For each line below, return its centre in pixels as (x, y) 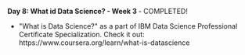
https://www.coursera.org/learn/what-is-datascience (104, 43)
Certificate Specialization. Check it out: (82, 34)
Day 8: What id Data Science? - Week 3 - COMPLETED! (98, 11)
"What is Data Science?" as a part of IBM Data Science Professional (128, 26)
